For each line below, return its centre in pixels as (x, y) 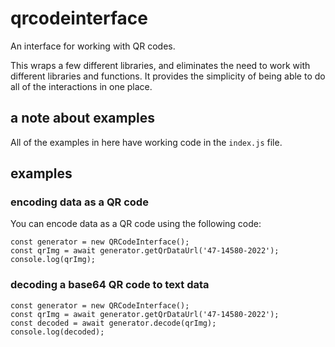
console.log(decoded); (57, 332)
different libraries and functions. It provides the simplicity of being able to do (168, 76)
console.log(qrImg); (53, 260)
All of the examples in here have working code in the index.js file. (146, 142)
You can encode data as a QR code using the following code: (136, 224)
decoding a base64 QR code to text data (110, 285)
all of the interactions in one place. (81, 86)
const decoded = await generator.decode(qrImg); (113, 323)
